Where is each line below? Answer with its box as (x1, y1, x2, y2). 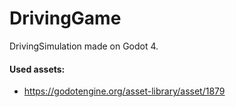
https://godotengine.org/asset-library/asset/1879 (23, 85, 226, 97)
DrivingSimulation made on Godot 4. (9, 40, 159, 52)
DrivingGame (9, 7, 122, 30)
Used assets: (9, 63, 66, 75)
